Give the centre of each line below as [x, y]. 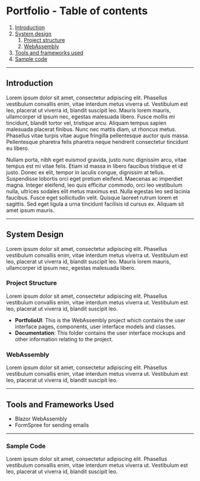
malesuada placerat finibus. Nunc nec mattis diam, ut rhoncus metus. [91, 129]
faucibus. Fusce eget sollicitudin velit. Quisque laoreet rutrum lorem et [92, 197]
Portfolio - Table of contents [77, 11]
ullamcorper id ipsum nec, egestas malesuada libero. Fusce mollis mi [91, 117]
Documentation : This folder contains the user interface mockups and [100, 333]
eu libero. [18, 148]
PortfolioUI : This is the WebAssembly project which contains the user [100, 320]
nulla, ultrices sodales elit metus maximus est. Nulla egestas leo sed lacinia [98, 191]
